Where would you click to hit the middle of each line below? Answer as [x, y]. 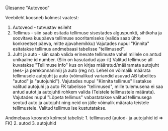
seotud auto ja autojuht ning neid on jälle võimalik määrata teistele [81, 103]
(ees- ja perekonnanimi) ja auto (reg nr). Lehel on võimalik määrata [81, 70]
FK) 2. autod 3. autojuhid [31, 123]
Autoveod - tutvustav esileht [42, 27]
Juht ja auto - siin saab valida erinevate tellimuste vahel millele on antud [87, 54]
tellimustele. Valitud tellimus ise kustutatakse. [59, 108]
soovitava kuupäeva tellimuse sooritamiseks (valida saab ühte [76, 38]
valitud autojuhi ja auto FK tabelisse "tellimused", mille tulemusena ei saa [88, 86]
